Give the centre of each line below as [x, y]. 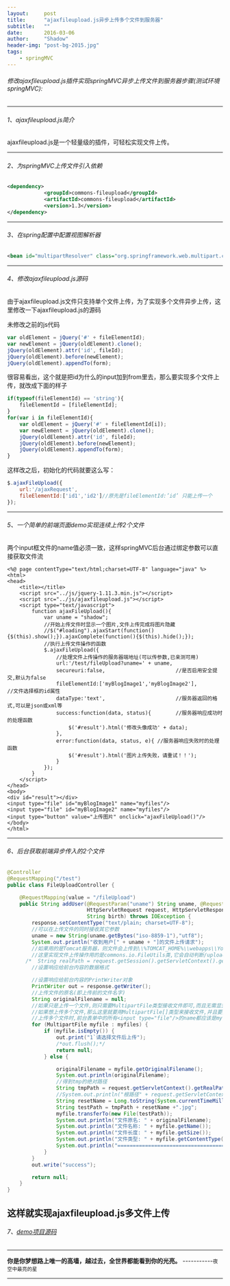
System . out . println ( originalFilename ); [113, 1075]
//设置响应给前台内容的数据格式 [71, 968]
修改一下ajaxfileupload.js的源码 [57, 310]
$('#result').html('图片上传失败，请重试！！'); [132, 755]
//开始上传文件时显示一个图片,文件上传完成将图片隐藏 [110, 624]
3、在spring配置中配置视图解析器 [54, 235]
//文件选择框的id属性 [34, 691]
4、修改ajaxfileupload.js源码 [48, 279]
